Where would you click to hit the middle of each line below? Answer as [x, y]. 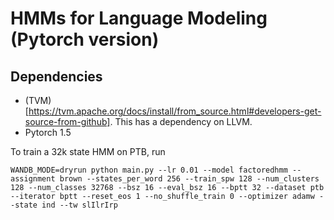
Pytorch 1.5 [48, 132]
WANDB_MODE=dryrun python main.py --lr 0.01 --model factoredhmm [149, 170]
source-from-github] [67, 121]
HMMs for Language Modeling [139, 18]
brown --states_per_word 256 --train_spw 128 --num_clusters [189, 179]
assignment [33, 179]
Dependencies [56, 76]
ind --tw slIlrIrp [79, 205]
